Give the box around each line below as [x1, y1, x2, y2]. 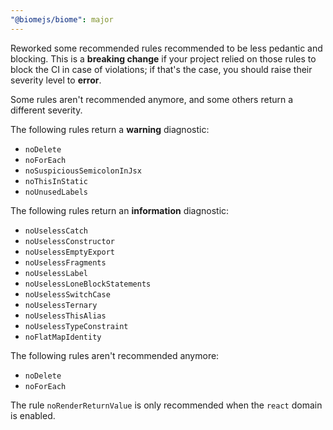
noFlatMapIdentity [24, 332, 102, 342]
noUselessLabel [24, 268, 89, 278]
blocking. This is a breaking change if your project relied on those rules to [10, 52, 317, 65]
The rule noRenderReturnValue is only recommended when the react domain [10, 399, 323, 411]
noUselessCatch [24, 226, 89, 236]
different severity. [10, 104, 83, 116]
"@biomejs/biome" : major [10, 14, 114, 25]
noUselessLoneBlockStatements [24, 279, 152, 289]
